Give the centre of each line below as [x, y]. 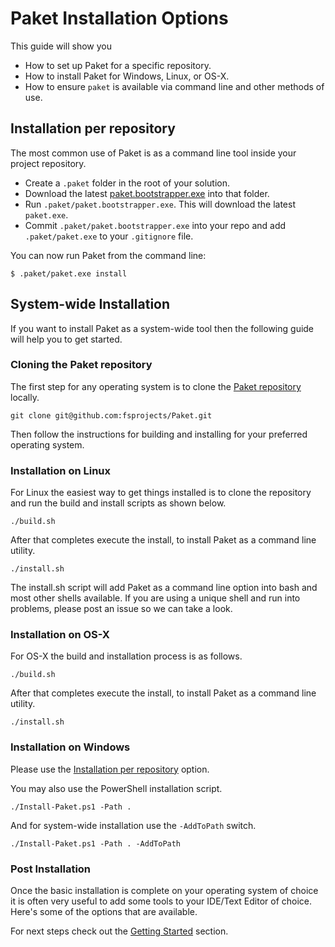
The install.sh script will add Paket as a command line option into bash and [164, 588]
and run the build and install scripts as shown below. [118, 503]
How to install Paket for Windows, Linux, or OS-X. [127, 76]
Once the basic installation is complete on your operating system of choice [164, 891]
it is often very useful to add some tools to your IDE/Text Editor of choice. [161, 901]
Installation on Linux [61, 470]
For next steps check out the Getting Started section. [119, 931]
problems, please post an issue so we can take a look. [121, 609]
